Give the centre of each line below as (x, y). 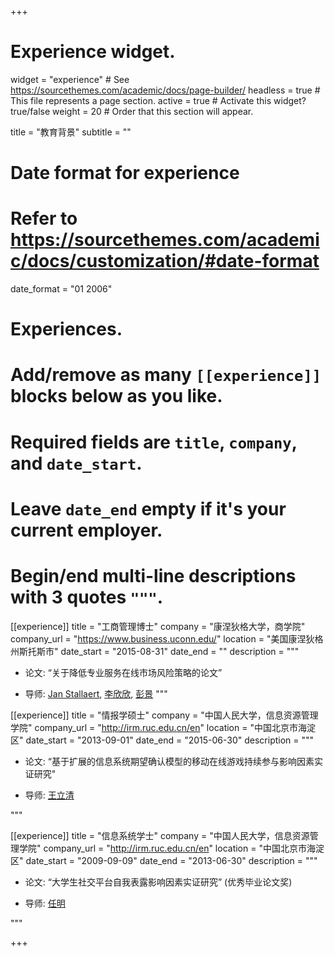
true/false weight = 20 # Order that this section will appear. (132, 111)
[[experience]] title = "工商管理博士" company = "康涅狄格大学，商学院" (158, 626)
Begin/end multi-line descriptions (153, 576)
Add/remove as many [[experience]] (166, 375)
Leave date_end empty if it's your (148, 508)
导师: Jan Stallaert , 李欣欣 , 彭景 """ (96, 693)
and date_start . (76, 463)
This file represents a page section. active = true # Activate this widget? (158, 100)
